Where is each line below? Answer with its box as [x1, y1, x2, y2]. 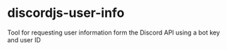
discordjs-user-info [7, 5, 125, 21]
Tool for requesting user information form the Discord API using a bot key [7, 28, 221, 37]
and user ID [7, 35, 41, 44]
